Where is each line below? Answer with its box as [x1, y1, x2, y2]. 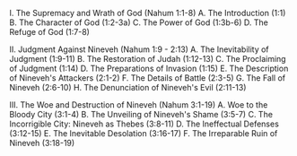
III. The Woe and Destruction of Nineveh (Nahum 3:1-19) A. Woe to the [9, 100, 268, 110]
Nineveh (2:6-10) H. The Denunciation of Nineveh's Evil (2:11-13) [9, 82, 247, 92]
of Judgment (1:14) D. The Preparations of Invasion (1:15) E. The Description [9, 63, 289, 74]
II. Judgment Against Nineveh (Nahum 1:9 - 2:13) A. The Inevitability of [9, 44, 269, 55]
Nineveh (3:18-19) [9, 138, 75, 148]
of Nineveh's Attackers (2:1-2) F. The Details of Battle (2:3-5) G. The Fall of [9, 73, 285, 83]
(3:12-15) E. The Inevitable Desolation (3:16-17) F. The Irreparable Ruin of [9, 128, 278, 138]
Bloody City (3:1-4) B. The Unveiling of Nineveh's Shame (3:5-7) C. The [9, 109, 274, 119]
